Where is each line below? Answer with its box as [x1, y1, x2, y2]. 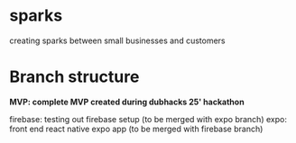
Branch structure [9, 67, 140, 87]
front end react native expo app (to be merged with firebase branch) [9, 123, 264, 134]
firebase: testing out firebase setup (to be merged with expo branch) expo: [9, 113, 287, 124]
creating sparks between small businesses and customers [9, 35, 226, 46]
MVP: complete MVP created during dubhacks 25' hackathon [9, 96, 245, 107]
